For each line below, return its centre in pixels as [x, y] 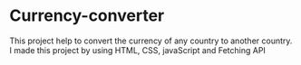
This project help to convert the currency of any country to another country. [151, 41]
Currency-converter [87, 16]
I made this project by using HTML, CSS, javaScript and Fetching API [137, 50]
